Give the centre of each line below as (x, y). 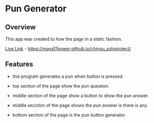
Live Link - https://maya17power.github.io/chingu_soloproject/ (68, 49)
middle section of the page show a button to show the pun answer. (80, 96)
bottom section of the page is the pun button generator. (69, 115)
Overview (21, 27)
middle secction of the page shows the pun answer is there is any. (80, 105)
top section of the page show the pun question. (61, 86)
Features (19, 64)
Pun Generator (36, 9)
